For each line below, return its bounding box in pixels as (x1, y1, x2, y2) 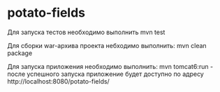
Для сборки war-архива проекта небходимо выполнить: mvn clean (7, 41, 207, 49)
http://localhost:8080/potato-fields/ (7, 77, 110, 85)
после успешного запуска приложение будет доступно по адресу (7, 70, 204, 78)
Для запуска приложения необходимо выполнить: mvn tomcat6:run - (7, 62, 214, 70)
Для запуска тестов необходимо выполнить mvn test (7, 28, 166, 36)
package (7, 49, 33, 57)
